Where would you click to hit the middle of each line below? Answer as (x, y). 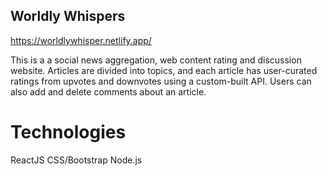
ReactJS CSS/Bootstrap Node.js (76, 160)
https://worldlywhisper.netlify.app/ (81, 40)
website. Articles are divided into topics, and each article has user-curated (164, 70)
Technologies (68, 132)
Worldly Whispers (68, 16)
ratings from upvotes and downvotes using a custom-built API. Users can (161, 81)
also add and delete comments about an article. (108, 91)
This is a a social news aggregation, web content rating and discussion (156, 60)
